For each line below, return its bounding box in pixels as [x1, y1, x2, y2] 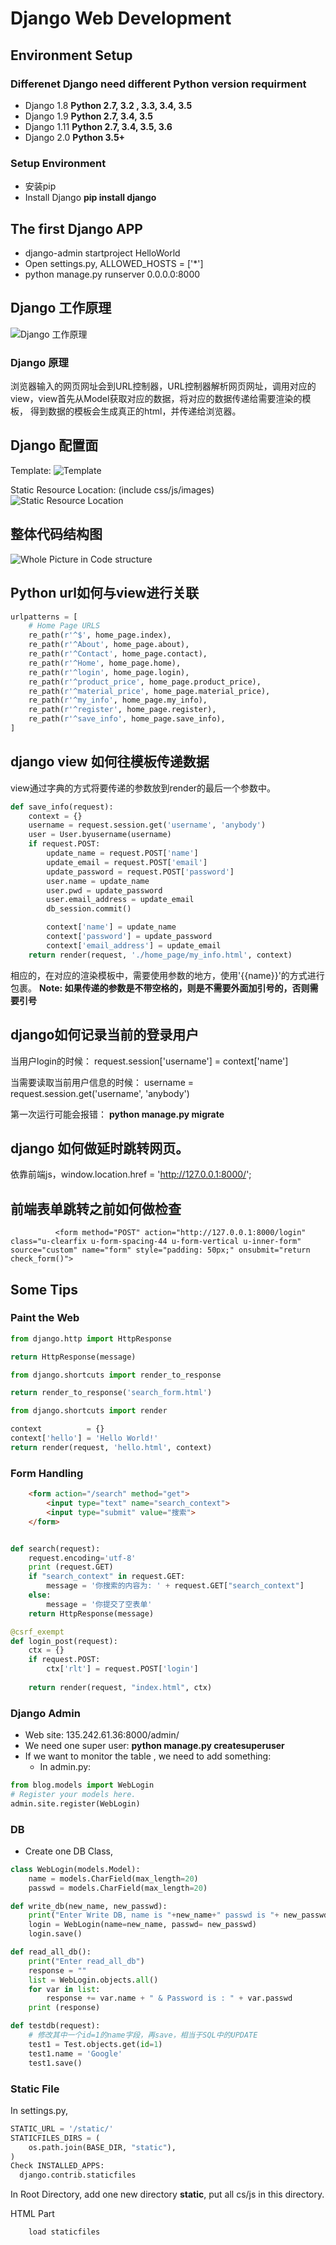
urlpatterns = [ [10, 612, 78, 622]
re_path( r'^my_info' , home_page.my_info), [28, 695, 208, 706]
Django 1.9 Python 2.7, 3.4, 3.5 [24, 110, 153, 122]
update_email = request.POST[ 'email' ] [46, 857, 208, 867]
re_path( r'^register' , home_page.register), [28, 705, 217, 715]
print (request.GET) [28, 1562, 114, 1572]
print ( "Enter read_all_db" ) [28, 1956, 145, 1966]
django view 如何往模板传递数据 [10, 753, 210, 771]
